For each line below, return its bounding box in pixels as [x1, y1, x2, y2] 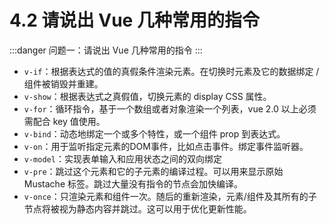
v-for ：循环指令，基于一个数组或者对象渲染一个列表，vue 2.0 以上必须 [23, 102, 317, 115]
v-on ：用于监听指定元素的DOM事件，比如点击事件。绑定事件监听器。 [23, 140, 309, 152]
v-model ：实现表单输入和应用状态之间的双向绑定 [23, 152, 222, 165]
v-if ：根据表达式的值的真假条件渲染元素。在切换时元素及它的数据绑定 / [23, 65, 320, 77]
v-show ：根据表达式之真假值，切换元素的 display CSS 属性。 [23, 90, 272, 102]
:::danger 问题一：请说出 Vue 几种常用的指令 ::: [9, 44, 203, 56]
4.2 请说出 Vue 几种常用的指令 [9, 9, 260, 32]
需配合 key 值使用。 [23, 115, 106, 127]
